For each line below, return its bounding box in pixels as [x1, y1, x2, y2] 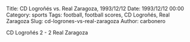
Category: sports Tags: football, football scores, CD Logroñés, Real [6, 11, 170, 18]
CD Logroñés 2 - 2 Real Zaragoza [6, 29, 88, 36]
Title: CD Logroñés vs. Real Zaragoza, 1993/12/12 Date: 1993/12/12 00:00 [6, 5, 184, 12]
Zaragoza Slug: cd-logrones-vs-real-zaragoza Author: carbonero [6, 18, 166, 24]
